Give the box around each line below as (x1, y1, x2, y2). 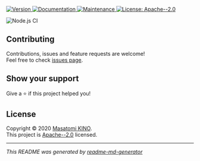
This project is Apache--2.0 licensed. (6, 131, 98, 138)
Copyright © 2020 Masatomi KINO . (6, 125, 92, 132)
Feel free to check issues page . (6, 56, 83, 64)
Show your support (6, 74, 79, 84)
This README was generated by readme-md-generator (6, 149, 143, 156)
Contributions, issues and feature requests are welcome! (6, 50, 145, 57)
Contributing (6, 34, 55, 45)
